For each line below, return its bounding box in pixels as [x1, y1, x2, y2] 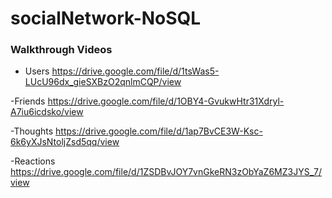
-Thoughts [10, 125, 54, 137]
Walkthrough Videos [10, 43, 113, 57]
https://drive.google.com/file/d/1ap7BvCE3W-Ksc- [55, 125, 263, 137]
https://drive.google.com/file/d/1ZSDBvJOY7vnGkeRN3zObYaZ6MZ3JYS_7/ [10, 166, 323, 178]
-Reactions [10, 155, 56, 167]
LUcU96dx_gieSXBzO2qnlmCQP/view [24, 76, 182, 88]
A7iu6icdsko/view [10, 106, 84, 118]
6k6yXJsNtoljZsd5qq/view [10, 136, 120, 148]
